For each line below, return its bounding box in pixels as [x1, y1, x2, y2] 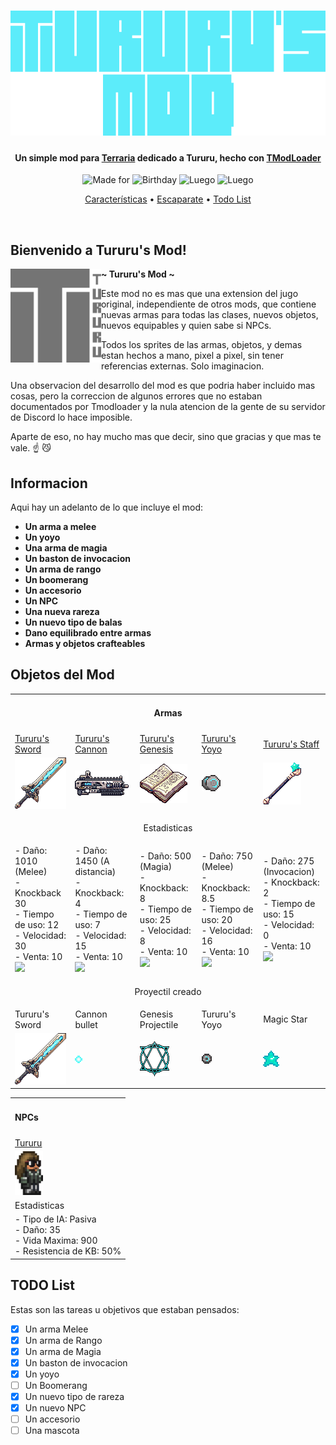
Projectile [139, 1018, 179, 1030]
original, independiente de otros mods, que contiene [100, 298, 317, 310]
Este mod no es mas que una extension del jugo [100, 288, 299, 300]
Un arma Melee [24, 1323, 89, 1335]
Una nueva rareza [24, 606, 100, 618]
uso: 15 [263, 908, 295, 920]
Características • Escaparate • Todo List [84, 193, 252, 205]
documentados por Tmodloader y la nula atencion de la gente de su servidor [10, 401, 326, 413]
